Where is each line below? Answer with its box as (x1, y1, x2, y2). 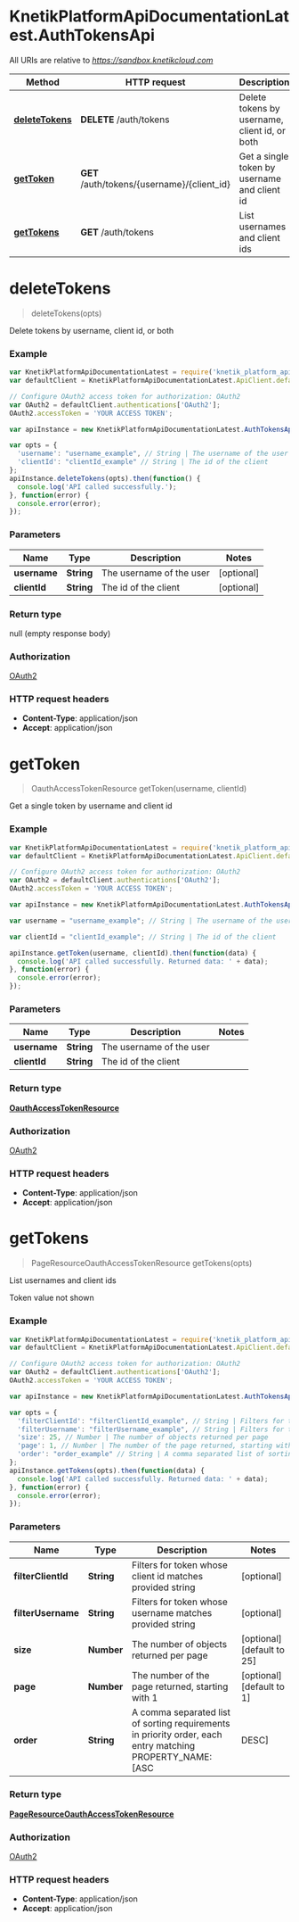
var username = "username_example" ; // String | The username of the (9, 916, 273, 925)
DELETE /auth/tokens (80, 113, 170, 126)
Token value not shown (9, 1292, 95, 1304)
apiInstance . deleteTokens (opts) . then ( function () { (9, 474, 201, 483)
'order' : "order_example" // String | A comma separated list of (17, 1450, 265, 1459)
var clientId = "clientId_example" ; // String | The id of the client (9, 932, 277, 941)
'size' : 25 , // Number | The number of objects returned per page (17, 1433, 269, 1442)
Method (25, 76, 61, 88)
